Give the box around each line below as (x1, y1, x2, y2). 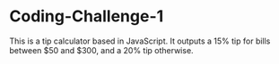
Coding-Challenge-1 (9, 6, 164, 27)
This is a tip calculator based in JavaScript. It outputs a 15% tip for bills (9, 36, 271, 46)
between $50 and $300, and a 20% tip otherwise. (9, 44, 195, 55)
